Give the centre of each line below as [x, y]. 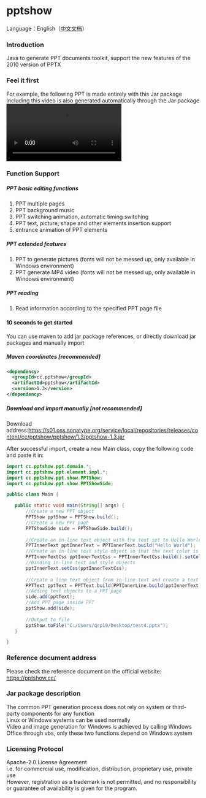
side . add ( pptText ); [50, 597]
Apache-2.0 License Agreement [47, 762]
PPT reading [22, 293]
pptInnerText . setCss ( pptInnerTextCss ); [76, 568]
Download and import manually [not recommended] [74, 408]
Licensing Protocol [35, 749]
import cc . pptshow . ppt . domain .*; [49, 466]
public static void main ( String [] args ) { [69, 506]
